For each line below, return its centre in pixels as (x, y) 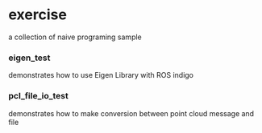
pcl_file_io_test (38, 96)
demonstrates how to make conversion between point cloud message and (131, 113)
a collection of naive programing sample (75, 37)
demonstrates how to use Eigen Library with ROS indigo (101, 75)
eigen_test (29, 58)
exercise (37, 15)
